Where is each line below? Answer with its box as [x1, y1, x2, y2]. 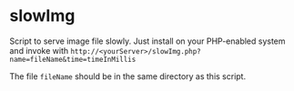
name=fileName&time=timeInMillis [9, 55, 137, 64]
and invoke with [9, 45, 69, 56]
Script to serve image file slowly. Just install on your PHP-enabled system [9, 35, 286, 46]
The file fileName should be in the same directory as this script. [9, 70, 247, 82]
